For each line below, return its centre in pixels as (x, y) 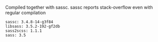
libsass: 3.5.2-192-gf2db (33, 26)
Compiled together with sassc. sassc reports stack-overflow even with (79, 7)
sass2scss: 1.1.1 (24, 31)
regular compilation (26, 13)
